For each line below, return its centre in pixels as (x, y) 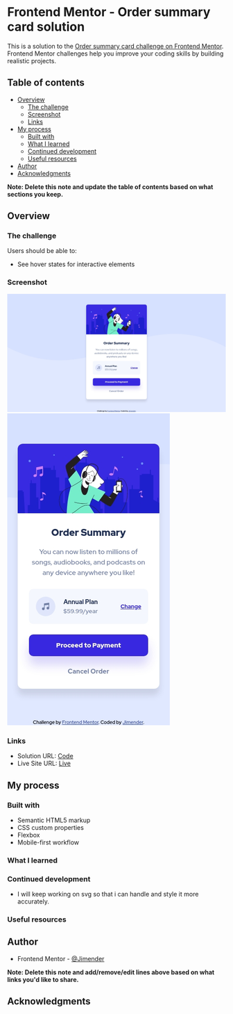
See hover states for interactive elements (76, 264)
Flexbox (28, 835)
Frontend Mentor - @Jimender (61, 958)
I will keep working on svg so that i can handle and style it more (108, 894)
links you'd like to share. (43, 979)
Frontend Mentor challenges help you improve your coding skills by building (115, 54)
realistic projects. (32, 60)
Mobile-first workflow (48, 842)
